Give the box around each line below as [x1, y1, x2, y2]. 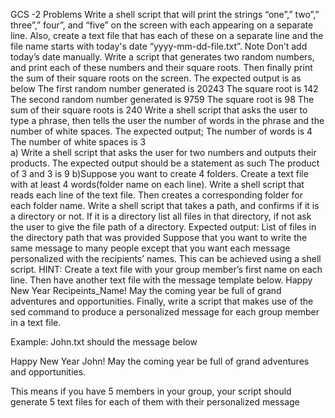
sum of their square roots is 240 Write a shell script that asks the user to [10, 104, 308, 116]
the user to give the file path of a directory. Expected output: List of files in [10, 221, 317, 233]
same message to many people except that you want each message [10, 242, 291, 254]
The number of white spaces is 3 [10, 136, 147, 148]
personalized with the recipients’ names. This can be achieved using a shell [10, 253, 322, 264]
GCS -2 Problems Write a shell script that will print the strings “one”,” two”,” [10, 9, 320, 20]
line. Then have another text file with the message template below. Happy [10, 274, 313, 286]
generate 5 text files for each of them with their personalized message [10, 396, 300, 408]
